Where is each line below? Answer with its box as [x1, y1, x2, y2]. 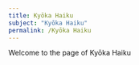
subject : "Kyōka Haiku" [8, 19, 88, 27]
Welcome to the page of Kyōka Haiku [8, 48, 131, 58]
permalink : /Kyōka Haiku [8, 26, 92, 34]
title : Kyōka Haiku [8, 11, 74, 20]
